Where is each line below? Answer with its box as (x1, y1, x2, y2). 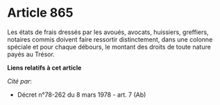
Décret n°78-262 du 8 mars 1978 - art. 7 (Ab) (17, 90, 146, 99)
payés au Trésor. (7, 50, 56, 58)
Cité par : (7, 76, 33, 85)
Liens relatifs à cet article (7, 63, 82, 72)
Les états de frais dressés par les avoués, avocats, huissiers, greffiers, (7, 28, 209, 36)
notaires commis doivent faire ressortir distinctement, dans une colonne (7, 35, 213, 43)
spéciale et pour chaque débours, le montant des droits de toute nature (7, 42, 212, 51)
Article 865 (7, 5, 74, 21)
